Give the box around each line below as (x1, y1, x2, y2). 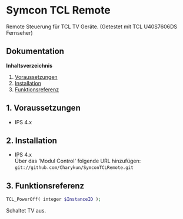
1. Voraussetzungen (6, 103, 81, 113)
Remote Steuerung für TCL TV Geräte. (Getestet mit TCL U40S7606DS (6, 23, 178, 30)
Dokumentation (6, 47, 65, 57)
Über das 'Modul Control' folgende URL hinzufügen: (14, 157, 141, 165)
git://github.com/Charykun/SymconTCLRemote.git (14, 165, 134, 171)
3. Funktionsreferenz (6, 181, 85, 191)
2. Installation (6, 135, 58, 145)
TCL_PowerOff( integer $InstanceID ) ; (6, 197, 101, 203)
